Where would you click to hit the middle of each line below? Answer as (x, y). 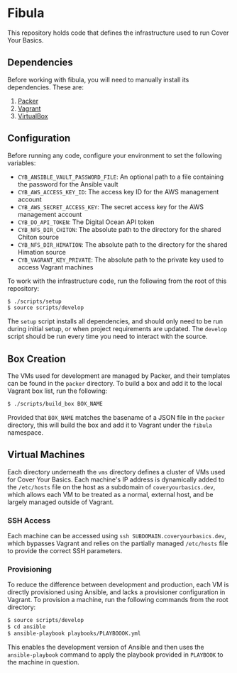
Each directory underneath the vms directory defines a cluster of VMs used (116, 472)
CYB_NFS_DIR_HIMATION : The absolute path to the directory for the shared (122, 244)
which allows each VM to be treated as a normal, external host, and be (110, 494)
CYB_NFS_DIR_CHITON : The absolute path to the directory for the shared (119, 229)
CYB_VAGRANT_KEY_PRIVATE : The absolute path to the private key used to (121, 260)
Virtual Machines (46, 455)
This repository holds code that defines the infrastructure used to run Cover (118, 33)
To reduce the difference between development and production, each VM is (118, 585)
